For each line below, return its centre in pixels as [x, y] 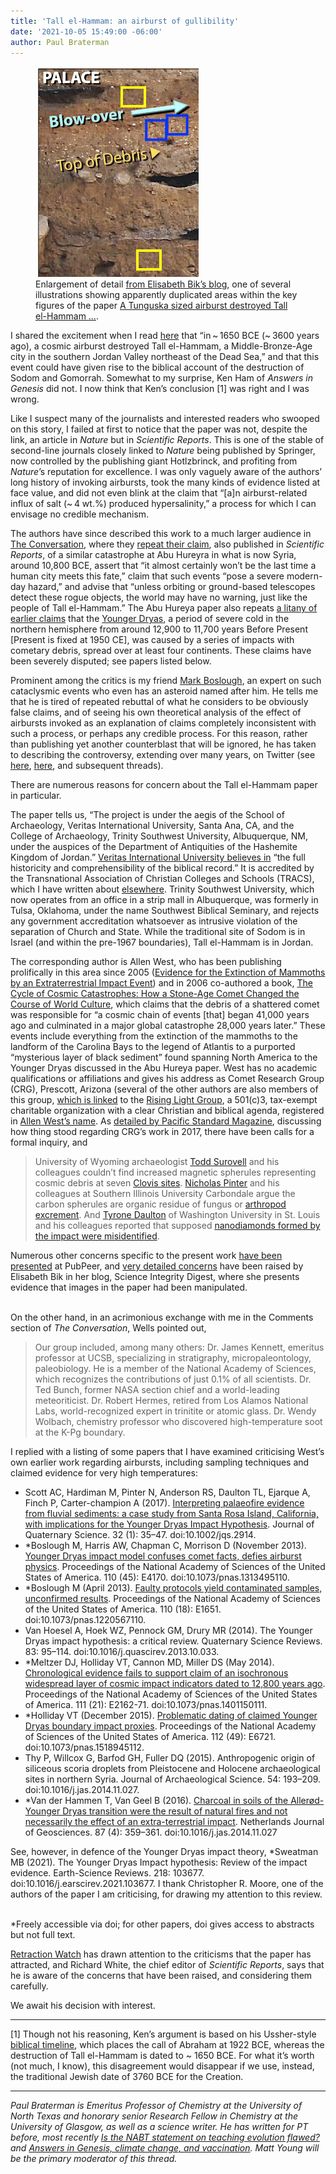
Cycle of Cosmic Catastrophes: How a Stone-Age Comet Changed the [155, 994]
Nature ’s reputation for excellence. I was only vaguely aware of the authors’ [166, 472]
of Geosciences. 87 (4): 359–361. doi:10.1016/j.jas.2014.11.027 [151, 1832]
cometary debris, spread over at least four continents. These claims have [161, 651]
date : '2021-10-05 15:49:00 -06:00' [86, 31]
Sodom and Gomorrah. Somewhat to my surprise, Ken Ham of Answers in [161, 378]
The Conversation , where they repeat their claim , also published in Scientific [167, 544]
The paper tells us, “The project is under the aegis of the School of [147, 815]
